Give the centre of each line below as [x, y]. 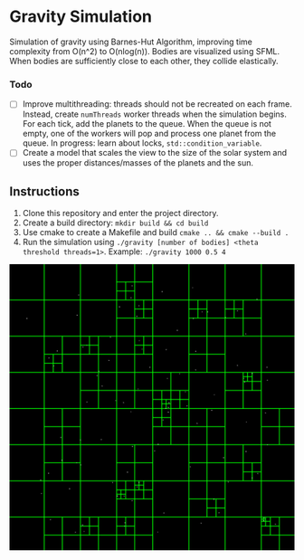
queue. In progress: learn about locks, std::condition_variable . [142, 143]
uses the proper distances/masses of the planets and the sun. [138, 163]
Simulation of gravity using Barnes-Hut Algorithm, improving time [131, 42]
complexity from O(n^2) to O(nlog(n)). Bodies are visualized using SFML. [145, 51]
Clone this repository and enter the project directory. [120, 214]
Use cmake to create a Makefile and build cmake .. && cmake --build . [156, 233]
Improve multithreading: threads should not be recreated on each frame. [157, 104]
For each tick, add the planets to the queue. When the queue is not [147, 124]
